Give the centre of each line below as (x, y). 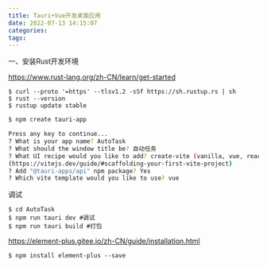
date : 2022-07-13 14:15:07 (53, 23)
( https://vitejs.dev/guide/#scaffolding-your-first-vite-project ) (120, 164)
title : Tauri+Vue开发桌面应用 (54, 15)
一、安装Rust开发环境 (44, 61)
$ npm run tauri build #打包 (55, 226)
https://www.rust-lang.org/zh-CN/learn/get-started (92, 77)
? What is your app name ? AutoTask (67, 141)
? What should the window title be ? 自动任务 (83, 149)
